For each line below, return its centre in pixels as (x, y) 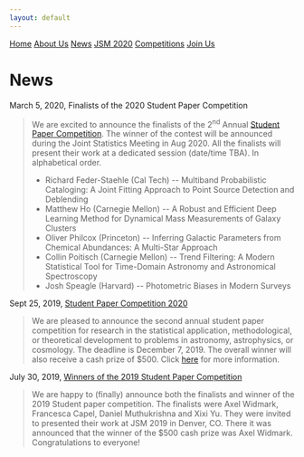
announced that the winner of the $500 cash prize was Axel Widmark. (162, 433)
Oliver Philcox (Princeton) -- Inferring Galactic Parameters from (163, 238)
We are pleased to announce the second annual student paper (148, 321)
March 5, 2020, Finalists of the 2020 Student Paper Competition (129, 105)
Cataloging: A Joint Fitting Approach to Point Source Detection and (170, 190)
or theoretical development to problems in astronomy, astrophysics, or (162, 340)
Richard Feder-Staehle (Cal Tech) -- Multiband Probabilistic (156, 180)
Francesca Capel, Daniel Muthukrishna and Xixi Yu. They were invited (161, 414)
